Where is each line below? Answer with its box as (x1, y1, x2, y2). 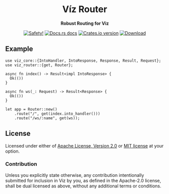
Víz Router (62, 4, 107, 15)
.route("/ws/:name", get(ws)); (14, 115, 80, 121)
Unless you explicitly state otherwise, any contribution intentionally (5, 172, 144, 178)
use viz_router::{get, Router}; (5, 62, 73, 68)
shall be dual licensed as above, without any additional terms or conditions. (5, 183, 161, 189)
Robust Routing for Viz (60, 20, 109, 26)
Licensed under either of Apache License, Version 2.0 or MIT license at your (5, 142, 164, 149)
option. (5, 148, 20, 154)
